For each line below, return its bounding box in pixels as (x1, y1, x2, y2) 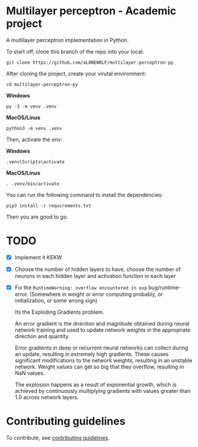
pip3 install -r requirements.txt (6, 202, 92, 209)
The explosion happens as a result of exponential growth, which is (14, 381, 177, 388)
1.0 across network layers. (14, 394, 79, 401)
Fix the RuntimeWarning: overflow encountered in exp (14, 284, 147, 291)
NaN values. (14, 370, 45, 377)
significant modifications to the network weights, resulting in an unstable (14, 357, 193, 364)
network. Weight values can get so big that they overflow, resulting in (14, 363, 184, 370)
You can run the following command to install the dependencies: (6, 191, 163, 198)
